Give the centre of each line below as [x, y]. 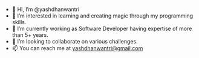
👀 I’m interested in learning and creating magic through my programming [103, 16]
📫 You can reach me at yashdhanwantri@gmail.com [77, 48]
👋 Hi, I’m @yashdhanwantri [46, 9]
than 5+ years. [30, 35]
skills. [19, 22]
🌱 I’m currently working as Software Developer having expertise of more [102, 28]
